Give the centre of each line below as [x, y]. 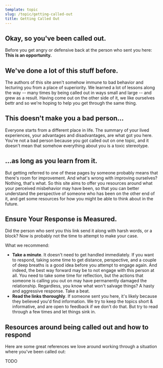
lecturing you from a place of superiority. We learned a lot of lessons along [80, 87]
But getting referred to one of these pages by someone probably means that [81, 173]
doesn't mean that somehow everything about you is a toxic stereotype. [77, 145]
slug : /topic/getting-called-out [39, 14]
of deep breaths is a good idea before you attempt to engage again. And [84, 265]
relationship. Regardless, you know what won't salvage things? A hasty [83, 286]
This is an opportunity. [28, 55]
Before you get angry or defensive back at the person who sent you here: [79, 50]
